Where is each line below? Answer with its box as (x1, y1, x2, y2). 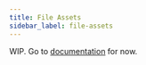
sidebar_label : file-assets (9, 21, 114, 30)
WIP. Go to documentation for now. (9, 45, 138, 56)
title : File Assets (9, 12, 82, 22)
